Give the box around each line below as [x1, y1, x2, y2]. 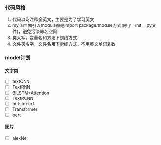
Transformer [12, 106, 38, 112]
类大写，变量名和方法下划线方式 [12, 35, 77, 41]
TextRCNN [12, 95, 34, 101]
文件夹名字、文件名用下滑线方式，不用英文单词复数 [12, 41, 116, 47]
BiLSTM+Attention [12, 90, 50, 96]
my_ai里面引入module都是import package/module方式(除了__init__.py [12, 23, 152, 28]
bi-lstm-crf [12, 100, 34, 106]
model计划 [5, 54, 31, 61]
